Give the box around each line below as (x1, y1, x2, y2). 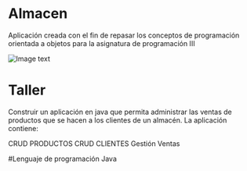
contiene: (8, 123, 39, 133)
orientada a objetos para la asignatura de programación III (8, 38, 195, 48)
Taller (8, 81, 46, 99)
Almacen (8, 5, 68, 23)
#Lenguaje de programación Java (8, 154, 118, 163)
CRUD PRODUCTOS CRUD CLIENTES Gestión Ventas (8, 138, 180, 148)
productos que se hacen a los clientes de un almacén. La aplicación (8, 115, 227, 125)
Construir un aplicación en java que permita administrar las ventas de (8, 107, 233, 116)
